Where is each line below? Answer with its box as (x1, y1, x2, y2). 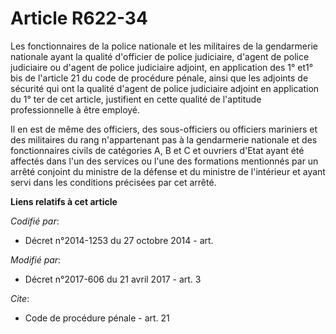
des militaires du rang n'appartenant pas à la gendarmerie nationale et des (10, 133, 318, 146)
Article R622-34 (10, 7, 148, 30)
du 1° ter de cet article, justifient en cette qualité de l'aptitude (10, 93, 262, 105)
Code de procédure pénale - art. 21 (24, 312, 170, 324)
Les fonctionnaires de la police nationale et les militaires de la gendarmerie (10, 40, 318, 52)
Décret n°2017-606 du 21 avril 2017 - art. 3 (24, 273, 202, 285)
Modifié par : (10, 253, 62, 266)
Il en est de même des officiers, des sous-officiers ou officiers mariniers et (10, 123, 318, 135)
